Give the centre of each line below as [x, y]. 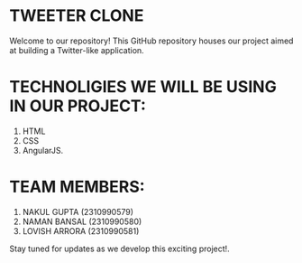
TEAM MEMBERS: [78, 187]
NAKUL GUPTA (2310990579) [78, 211]
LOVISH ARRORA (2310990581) [81, 230]
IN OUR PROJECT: [78, 106]
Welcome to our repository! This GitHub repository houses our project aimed [151, 41]
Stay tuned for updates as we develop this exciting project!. [119, 249]
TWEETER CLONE [77, 16]
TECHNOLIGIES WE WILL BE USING [143, 87]
